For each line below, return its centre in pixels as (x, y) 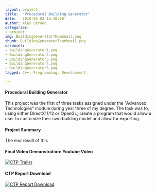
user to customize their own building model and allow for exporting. (73, 119)
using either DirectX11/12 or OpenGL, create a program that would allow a (78, 113)
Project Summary (23, 129)
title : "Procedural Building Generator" (48, 14)
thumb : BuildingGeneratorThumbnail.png (45, 41)
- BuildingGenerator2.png (31, 55)
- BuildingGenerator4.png (31, 64)
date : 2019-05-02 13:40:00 (35, 18)
